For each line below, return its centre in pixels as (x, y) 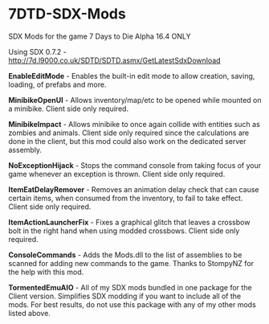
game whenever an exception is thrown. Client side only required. (117, 174)
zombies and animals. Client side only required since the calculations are (129, 133)
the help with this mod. (46, 272)
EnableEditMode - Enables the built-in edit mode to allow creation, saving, (132, 76)
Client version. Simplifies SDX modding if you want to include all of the (125, 296)
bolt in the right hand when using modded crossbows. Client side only (124, 231)
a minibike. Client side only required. (69, 109)
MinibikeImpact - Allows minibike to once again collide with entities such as (134, 124)
